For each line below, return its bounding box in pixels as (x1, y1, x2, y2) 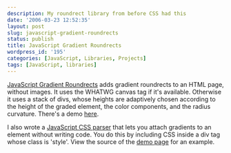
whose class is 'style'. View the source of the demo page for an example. (7, 137, 215, 145)
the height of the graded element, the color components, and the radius (7, 102, 211, 110)
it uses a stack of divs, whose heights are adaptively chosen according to (7, 94, 216, 103)
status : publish (7, 36, 54, 43)
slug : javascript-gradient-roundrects (7, 29, 119, 37)
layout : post (7, 23, 45, 30)
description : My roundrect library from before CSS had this (7, 10, 187, 17)
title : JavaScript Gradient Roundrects (7, 42, 122, 49)
